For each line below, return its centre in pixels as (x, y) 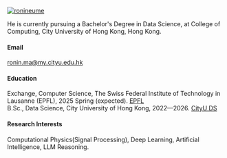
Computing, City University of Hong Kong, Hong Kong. (84, 31)
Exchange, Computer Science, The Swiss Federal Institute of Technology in (114, 94)
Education (22, 78)
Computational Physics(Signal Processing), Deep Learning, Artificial (103, 139)
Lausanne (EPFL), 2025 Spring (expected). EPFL (76, 101)
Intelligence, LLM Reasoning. (48, 147)
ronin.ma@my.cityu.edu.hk (45, 63)
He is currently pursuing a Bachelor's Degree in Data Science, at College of (114, 24)
